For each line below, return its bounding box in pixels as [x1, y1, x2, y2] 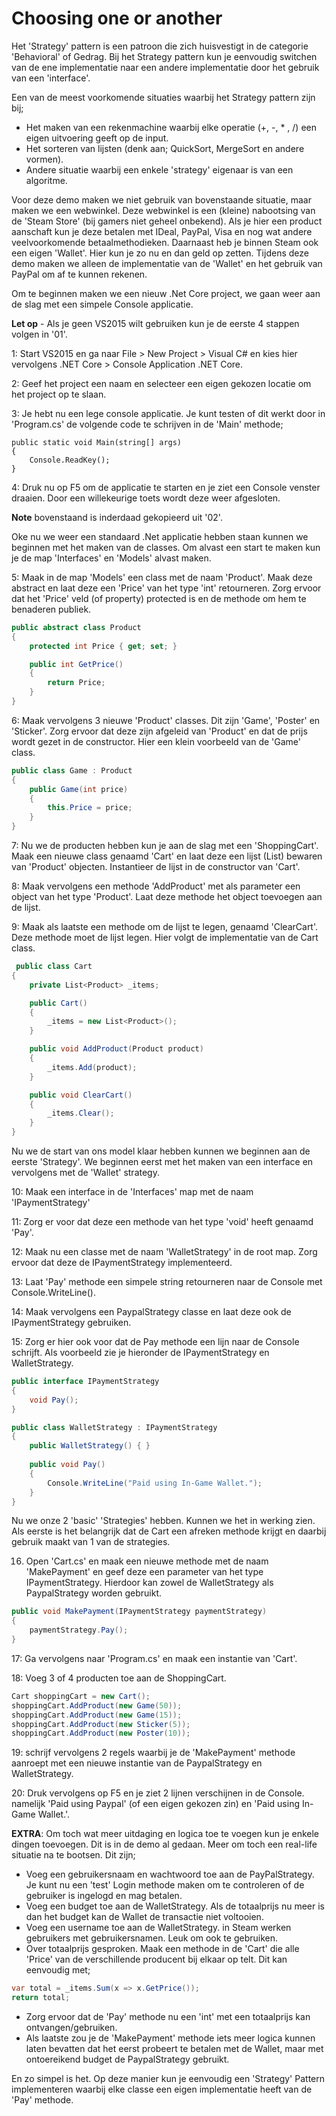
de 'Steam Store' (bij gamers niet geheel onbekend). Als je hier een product [11, 215, 323, 227]
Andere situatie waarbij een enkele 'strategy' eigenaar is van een [25, 163, 294, 176]
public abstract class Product [11, 622, 142, 632]
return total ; [11, 1993, 71, 2003]
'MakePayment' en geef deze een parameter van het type [25, 1566, 264, 1578]
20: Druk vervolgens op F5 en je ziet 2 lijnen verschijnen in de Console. [11, 1787, 305, 1799]
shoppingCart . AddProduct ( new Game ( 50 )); [11, 1700, 183, 1711]
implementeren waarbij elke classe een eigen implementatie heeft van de [11, 2083, 313, 2096]
